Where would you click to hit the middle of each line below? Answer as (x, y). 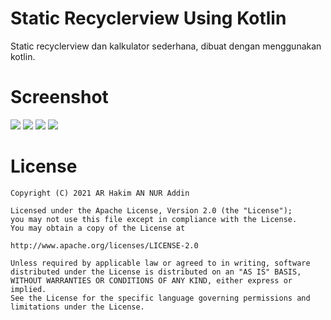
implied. (28, 289)
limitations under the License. (77, 307)
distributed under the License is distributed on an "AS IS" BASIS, (156, 272)
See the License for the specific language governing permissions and (160, 298)
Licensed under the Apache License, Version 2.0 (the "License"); (151, 210)
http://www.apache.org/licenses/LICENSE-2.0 (104, 245)
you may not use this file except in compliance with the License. (154, 219)
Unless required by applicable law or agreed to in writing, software (160, 263)
